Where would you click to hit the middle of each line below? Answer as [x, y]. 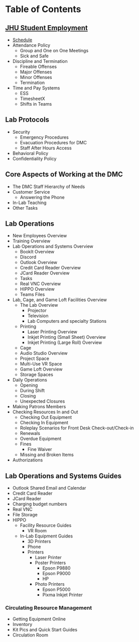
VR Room [37, 531]
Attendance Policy [31, 45]
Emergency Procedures [44, 137]
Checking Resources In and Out [45, 412]
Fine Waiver [40, 449]
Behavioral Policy [30, 153]
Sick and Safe [34, 56]
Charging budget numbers [40, 504]
